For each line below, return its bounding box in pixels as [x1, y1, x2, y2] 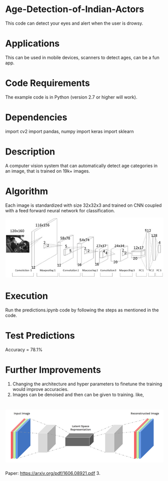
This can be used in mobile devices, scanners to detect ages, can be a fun [5, 54, 159, 60]
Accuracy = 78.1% [5, 346, 43, 353]
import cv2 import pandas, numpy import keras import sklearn [5, 128, 134, 134]
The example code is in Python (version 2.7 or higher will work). [5, 94, 137, 100]
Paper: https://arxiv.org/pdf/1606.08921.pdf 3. [5, 470, 101, 476]
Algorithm [5, 185, 48, 197]
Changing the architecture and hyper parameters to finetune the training [12, 381, 162, 387]
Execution [5, 290, 48, 301]
